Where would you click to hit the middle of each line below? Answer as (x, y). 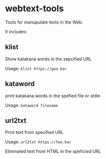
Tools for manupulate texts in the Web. (44, 22)
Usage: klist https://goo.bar (36, 68)
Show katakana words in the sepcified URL (48, 59)
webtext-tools (34, 9)
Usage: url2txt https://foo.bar (38, 142)
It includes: (16, 31)
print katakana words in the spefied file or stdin (53, 96)
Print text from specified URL (34, 132)
